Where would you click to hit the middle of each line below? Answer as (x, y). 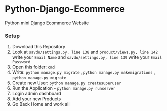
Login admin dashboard (37, 94)
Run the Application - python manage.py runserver (64, 88)
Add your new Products (37, 99)
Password (21, 62)
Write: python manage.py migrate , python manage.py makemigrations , (84, 72)
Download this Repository (39, 47)
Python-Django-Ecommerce (65, 9)
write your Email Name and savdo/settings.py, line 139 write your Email (87, 57)
